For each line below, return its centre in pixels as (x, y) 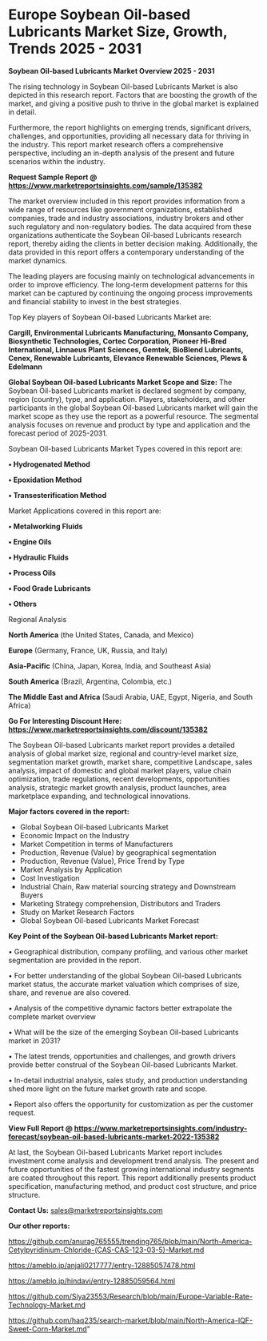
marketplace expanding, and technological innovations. (99, 796)
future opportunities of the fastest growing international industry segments (131, 1169)
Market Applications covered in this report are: (85, 511)
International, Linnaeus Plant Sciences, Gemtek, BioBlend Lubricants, (126, 349)
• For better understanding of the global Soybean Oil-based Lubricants (125, 975)
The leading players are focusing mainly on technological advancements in (132, 276)
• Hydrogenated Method (49, 464)
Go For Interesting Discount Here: (65, 721)
